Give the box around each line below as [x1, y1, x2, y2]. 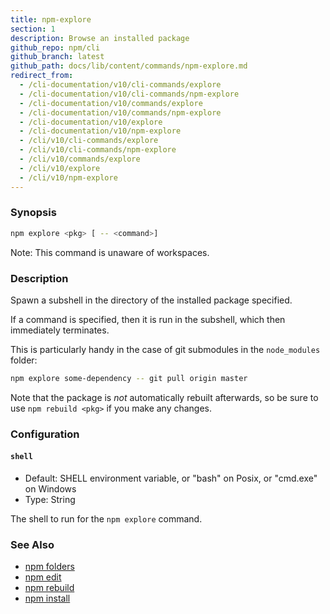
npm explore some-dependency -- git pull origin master [10, 373, 248, 383]
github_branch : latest [10, 52, 105, 62]
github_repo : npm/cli [10, 42, 101, 53]
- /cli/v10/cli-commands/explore [19, 136, 159, 146]
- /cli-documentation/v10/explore [19, 117, 163, 127]
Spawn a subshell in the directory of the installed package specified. [10, 294, 293, 306]
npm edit [24, 571, 62, 583]
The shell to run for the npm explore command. [10, 512, 203, 525]
